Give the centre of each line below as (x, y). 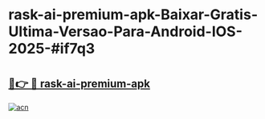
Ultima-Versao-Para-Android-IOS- (126, 32)
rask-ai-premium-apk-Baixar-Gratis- (133, 15)
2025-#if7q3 (52, 49)
